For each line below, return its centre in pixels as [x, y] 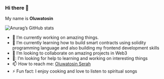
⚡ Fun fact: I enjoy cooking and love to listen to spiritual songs [75, 71]
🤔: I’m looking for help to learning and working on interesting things [80, 58]
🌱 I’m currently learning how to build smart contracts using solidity [79, 43]
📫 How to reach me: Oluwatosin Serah [51, 64]
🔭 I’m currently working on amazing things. [55, 38]
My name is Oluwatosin [29, 19]
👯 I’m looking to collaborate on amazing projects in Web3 [70, 53]
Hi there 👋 [17, 8]
